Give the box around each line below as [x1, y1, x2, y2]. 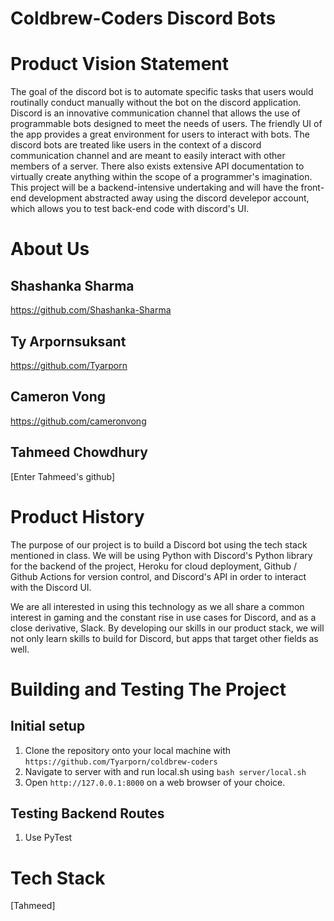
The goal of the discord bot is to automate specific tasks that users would [10, 86, 314, 98]
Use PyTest [24, 832, 73, 844]
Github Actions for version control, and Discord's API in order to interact [10, 570, 307, 582]
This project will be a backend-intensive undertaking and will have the [10, 182, 299, 194]
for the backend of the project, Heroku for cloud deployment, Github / [10, 560, 298, 572]
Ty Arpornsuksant [10, 333, 127, 350]
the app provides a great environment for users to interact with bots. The [10, 128, 310, 141]
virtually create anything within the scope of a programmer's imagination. [10, 171, 313, 183]
